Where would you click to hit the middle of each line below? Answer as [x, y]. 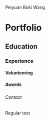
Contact [13, 97]
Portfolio [23, 28]
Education [21, 46]
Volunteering [19, 73]
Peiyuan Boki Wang [25, 7]
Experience [19, 61]
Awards [13, 84]
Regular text [18, 113]
